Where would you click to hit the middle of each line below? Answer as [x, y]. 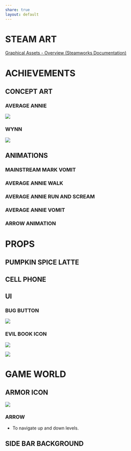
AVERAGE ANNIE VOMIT [35, 210]
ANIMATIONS [27, 156]
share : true [17, 10]
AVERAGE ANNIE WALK [34, 183]
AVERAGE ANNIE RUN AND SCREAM [50, 196]
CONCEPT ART [29, 92]
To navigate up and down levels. [45, 428]
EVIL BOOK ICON [26, 334]
